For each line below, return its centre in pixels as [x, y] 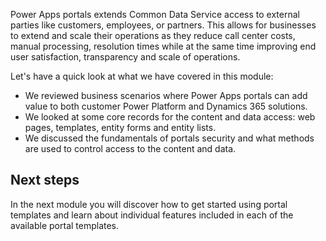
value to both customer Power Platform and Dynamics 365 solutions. [166, 106]
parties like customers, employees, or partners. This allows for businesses [163, 25]
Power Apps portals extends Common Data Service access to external [155, 14]
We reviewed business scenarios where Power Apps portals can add [166, 95]
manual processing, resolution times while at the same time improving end [163, 46]
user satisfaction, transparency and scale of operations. [125, 57]
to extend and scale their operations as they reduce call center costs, [153, 35]
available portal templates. [65, 225]
